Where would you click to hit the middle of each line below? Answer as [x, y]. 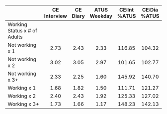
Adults [15, 37]
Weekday [101, 16]
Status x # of [22, 31]
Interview [55, 16]
